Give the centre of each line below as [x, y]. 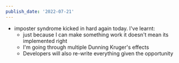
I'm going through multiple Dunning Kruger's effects [86, 47]
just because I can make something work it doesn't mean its [96, 34]
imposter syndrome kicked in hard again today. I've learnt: [84, 28]
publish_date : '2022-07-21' [40, 11]
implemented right [45, 41]
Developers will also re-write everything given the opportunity [98, 53]
